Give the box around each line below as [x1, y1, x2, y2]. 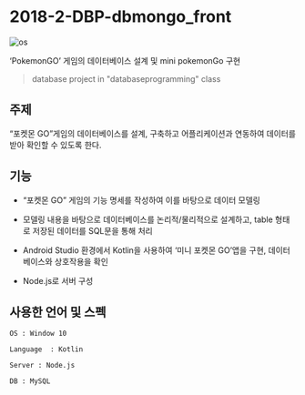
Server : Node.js [9, 361, 76, 370]
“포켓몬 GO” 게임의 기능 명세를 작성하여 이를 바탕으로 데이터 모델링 [22, 194, 261, 206]
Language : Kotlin [9, 345, 84, 354]
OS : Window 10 [9, 329, 67, 339]
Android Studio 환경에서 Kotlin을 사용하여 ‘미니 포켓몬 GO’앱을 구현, [22, 244, 267, 256]
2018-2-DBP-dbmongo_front [9, 6, 232, 27]
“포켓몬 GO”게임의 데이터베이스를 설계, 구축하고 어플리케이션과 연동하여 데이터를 [9, 127, 296, 138]
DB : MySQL [9, 377, 51, 386]
